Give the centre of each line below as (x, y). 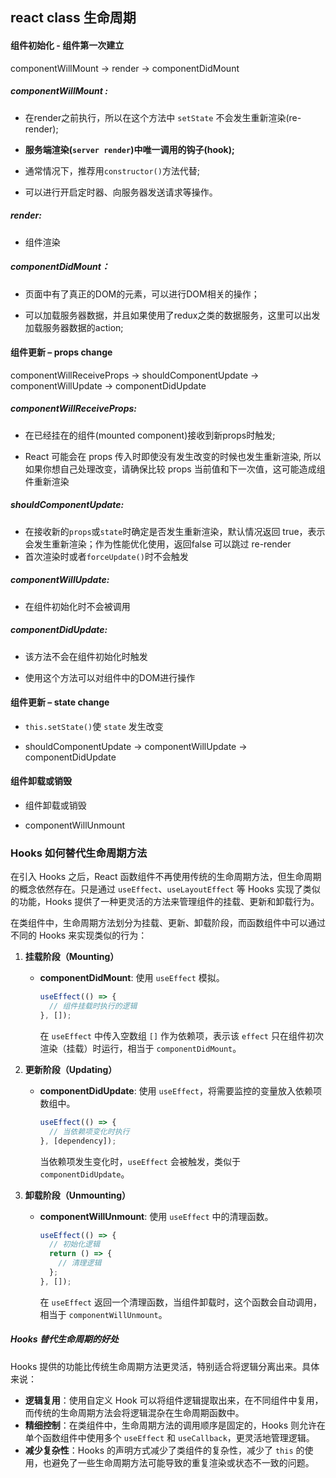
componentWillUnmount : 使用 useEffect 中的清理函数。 (156, 1216)
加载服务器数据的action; (74, 327)
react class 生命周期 (73, 18)
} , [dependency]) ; (78, 1141)
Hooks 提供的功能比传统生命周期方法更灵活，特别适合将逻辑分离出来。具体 (165, 1366)
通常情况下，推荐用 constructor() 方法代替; (112, 170)
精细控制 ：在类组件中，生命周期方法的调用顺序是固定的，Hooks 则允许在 (175, 1425)
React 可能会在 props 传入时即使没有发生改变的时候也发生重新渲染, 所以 (173, 456)
